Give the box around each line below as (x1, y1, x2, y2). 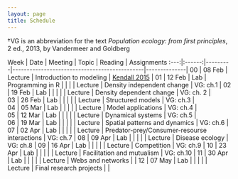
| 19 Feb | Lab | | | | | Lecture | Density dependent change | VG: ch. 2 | (7, 88, 211, 97)
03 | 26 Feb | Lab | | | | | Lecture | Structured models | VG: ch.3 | (7, 95, 195, 104)
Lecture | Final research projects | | (7, 163, 110, 172)
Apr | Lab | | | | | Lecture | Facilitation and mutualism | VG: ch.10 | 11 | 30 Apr (7, 148, 229, 157)
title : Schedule (7, 17, 55, 24)
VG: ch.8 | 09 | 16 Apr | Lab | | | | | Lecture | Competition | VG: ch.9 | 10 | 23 (7, 141, 227, 149)
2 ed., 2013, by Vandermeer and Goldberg (7, 44, 130, 53)
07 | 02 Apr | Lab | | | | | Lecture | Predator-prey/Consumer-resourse (7, 126, 207, 134)
